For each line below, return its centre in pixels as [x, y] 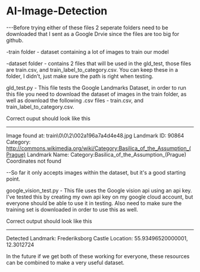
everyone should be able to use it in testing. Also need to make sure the [94, 203]
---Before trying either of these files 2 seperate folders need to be [87, 27]
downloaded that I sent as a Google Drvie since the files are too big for [93, 33]
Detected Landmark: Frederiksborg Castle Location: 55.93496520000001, [97, 238]
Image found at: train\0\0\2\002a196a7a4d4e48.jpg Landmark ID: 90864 [95, 135]
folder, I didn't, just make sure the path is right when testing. [80, 76]
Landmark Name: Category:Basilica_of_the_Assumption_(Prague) [107, 154]
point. [13, 179]
